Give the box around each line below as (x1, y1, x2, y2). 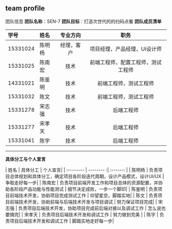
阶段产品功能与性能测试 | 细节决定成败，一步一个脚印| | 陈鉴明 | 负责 (14, 186, 158, 192)
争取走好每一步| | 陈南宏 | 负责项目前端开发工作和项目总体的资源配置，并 (5, 180, 159, 186)
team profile (5, 4, 45, 13)
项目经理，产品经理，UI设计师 (90, 45, 162, 53)
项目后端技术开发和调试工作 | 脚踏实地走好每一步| (9, 218, 114, 224)
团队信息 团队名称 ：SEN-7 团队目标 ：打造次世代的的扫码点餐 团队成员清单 (5, 18, 162, 24)
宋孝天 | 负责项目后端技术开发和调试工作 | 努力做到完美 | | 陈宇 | (24, 211, 159, 217)
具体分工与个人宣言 (5, 156, 46, 162)
